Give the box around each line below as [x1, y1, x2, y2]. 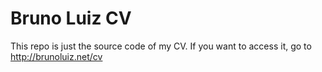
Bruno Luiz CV [10, 7, 132, 30]
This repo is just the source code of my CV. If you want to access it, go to [10, 40, 312, 52]
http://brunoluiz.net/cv [10, 50, 103, 62]
